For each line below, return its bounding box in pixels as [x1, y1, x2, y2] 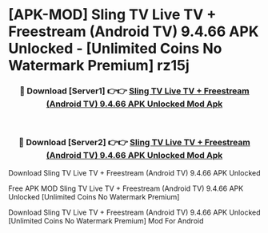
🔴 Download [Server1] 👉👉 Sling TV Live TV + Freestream [19, 85, 250, 97]
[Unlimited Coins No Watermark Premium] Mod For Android [8, 215, 204, 225]
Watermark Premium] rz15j [8, 57, 190, 75]
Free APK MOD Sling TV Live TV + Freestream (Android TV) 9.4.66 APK [8, 184, 244, 193]
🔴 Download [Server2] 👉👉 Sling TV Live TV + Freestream [18, 137, 250, 148]
